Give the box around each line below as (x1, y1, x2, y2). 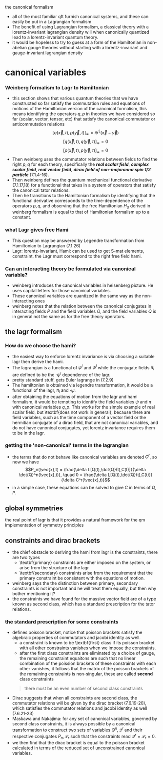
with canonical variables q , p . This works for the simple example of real (12, 404, 155, 410)
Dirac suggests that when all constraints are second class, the (12, 695, 138, 701)
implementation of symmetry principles (5, 522, 84, 528)
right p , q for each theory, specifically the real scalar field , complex (12, 161, 149, 167)
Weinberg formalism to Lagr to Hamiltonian (5, 84, 109, 91)
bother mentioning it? (12, 591, 55, 597)
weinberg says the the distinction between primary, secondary (12, 580, 138, 586)
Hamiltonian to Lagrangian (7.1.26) (12, 242, 81, 248)
